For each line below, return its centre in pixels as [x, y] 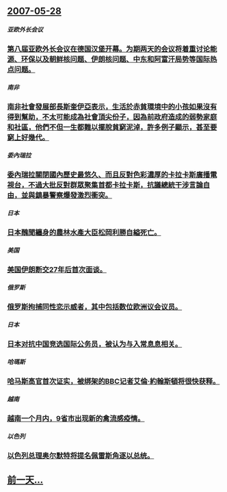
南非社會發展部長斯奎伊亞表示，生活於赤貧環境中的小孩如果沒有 [112, 107]
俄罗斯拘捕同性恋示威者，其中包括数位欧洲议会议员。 [95, 307]
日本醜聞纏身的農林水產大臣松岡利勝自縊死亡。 [84, 233]
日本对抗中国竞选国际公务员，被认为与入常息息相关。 [95, 344]
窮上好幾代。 [28, 138]
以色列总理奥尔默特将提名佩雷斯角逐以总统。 [81, 456]
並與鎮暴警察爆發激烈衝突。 [67, 196]
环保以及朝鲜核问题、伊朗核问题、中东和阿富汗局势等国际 [116, 60]
